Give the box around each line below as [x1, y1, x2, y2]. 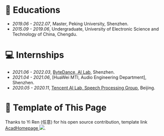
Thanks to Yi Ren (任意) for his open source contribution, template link [5, 119, 148, 125]
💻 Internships [5, 49, 64, 61]
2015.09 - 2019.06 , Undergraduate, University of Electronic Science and [12, 26, 159, 32]
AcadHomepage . [5, 125, 46, 131]
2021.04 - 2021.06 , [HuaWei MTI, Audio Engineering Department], [12, 74, 147, 80]
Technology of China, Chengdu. [12, 31, 78, 37]
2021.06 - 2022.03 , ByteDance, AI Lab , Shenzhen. [12, 69, 115, 75]
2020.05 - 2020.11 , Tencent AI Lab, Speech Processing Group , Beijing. [12, 85, 156, 91]
